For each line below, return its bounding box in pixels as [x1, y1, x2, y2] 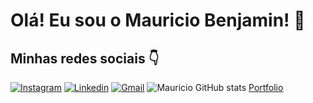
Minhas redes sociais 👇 [10, 50, 160, 67]
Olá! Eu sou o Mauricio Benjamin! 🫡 [10, 9, 306, 32]
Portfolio [248, 82, 284, 93]
